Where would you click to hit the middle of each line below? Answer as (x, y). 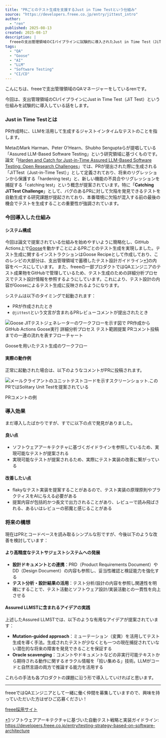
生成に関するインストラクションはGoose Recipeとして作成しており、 (84, 255)
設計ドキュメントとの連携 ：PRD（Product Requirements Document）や (85, 564)
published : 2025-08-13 (28, 28)
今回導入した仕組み (28, 217)
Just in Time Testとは (31, 119)
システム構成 (18, 230)
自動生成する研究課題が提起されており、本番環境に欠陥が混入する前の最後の (83, 197)
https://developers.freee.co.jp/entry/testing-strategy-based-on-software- (80, 725)
